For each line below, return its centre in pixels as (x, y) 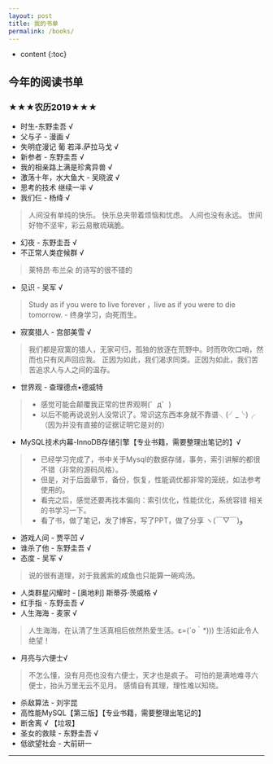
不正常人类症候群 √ (52, 252)
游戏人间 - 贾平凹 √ (52, 538)
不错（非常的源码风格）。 (82, 470)
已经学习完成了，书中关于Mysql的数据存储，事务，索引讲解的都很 (150, 459)
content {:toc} (43, 55)
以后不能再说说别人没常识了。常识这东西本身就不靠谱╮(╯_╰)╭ (148, 415)
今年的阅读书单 (46, 82)
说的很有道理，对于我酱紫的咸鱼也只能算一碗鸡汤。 (114, 576)
